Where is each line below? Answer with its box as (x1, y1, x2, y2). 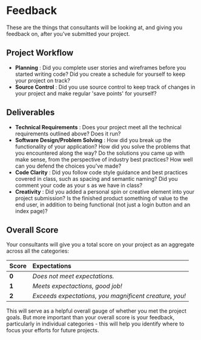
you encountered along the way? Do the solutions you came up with (15, 149, 185, 157)
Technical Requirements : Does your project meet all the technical (15, 123, 182, 131)
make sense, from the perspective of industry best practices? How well (15, 155, 193, 163)
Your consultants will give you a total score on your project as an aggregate (6, 241, 195, 248)
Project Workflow (6, 48, 74, 58)
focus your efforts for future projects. (6, 327, 99, 334)
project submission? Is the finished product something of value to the (15, 194, 188, 202)
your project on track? (15, 76, 71, 84)
